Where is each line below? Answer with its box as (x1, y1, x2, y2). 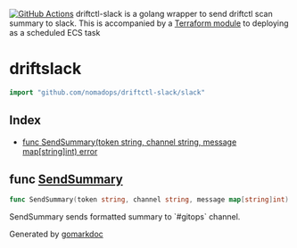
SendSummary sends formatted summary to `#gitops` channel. (9, 211, 241, 222)
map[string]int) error (21, 145, 98, 156)
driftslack (9, 59, 82, 79)
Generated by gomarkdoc (9, 228, 104, 240)
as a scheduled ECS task (9, 28, 101, 37)
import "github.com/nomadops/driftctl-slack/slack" (9, 87, 205, 97)
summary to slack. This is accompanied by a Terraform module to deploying (9, 18, 289, 29)
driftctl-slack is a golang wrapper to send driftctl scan (75, 9, 274, 19)
